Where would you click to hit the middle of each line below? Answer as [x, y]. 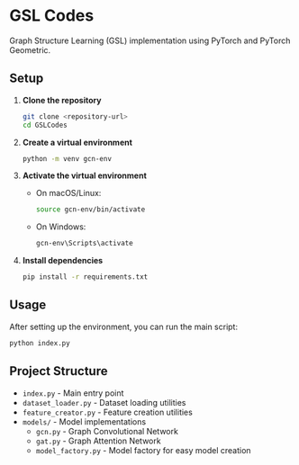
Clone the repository [62, 100]
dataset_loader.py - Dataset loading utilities [104, 402]
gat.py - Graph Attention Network [98, 441]
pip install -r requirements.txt [85, 277]
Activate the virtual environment [84, 175]
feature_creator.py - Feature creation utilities [108, 412]
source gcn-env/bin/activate [91, 210]
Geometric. [30, 49]
